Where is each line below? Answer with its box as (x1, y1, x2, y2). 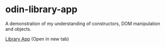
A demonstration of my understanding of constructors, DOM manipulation (5, 20, 160, 27)
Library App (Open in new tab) (5, 36, 69, 42)
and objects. (5, 26, 32, 32)
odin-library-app (5, 4, 78, 15)
